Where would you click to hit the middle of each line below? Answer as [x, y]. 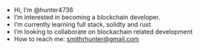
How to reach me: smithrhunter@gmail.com [76, 39]
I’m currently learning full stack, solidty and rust [82, 24]
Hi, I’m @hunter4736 [44, 10]
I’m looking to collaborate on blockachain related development [103, 32]
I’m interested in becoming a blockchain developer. [87, 17]
